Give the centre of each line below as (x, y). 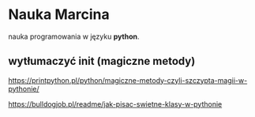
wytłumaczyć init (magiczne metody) (102, 61)
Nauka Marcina (59, 15)
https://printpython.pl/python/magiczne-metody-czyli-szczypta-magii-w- (128, 80)
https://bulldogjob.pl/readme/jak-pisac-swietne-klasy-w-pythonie (115, 104)
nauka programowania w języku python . (74, 36)
